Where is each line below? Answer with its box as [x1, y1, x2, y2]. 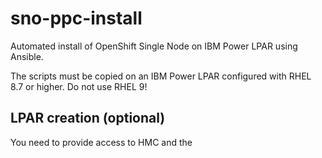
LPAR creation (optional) [10, 110, 166, 127]
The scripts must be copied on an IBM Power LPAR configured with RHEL [10, 70, 312, 82]
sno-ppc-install [10, 7, 143, 30]
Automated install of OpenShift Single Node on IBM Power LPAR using [10, 40, 298, 52]
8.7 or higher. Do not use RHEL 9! [10, 80, 148, 92]
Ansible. [10, 50, 44, 62]
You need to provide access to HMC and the [10, 136, 193, 148]
